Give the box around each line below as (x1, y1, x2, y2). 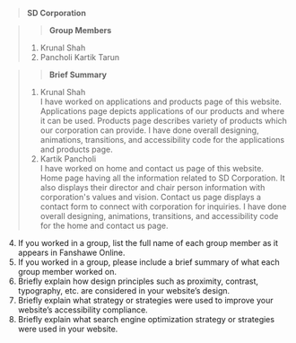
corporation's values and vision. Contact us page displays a (39, 192, 262, 202)
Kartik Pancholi (39, 154, 97, 164)
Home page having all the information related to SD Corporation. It (39, 172, 285, 183)
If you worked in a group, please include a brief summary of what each (17, 257, 280, 268)
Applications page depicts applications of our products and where (39, 106, 285, 116)
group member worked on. (17, 267, 118, 277)
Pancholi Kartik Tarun (39, 52, 120, 62)
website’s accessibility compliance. (17, 304, 148, 315)
